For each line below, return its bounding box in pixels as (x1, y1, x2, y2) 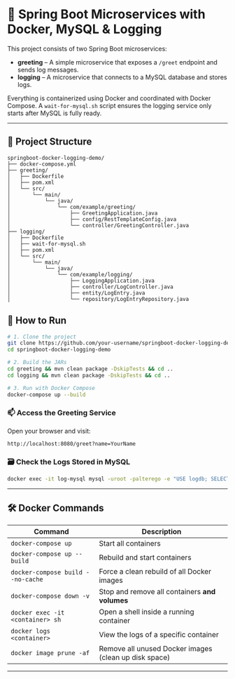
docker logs (10, 627, 51, 635)
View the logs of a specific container (99, 629, 219, 639)
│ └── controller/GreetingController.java (7, 222, 190, 229)
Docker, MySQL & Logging (7, 21, 162, 37)
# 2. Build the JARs (7, 359, 68, 366)
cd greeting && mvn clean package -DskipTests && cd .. (7, 365, 173, 372)
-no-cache (10, 575, 43, 583)
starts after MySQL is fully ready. (7, 109, 102, 117)
